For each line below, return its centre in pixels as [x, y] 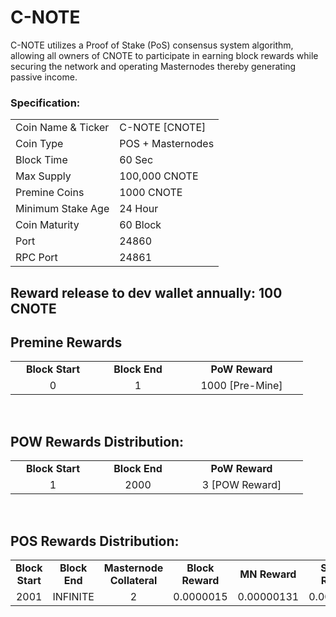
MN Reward [268, 574]
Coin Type [39, 144]
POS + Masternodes [167, 144]
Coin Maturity [47, 225]
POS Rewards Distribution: [95, 541]
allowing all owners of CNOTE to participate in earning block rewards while [164, 55]
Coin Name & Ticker [62, 128]
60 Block [140, 225]
